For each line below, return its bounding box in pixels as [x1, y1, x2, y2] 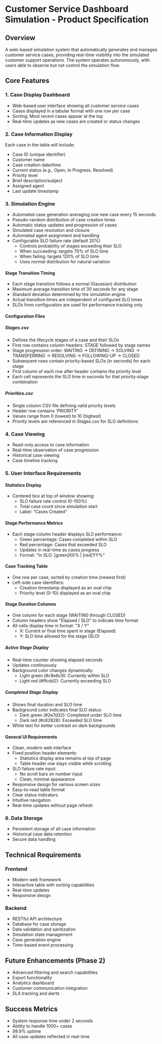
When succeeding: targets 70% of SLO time [19, 248, 109, 254]
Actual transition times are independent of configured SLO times [12, 297, 142, 303]
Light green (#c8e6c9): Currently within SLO [19, 673, 109, 679]
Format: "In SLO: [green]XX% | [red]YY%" [19, 552, 105, 558]
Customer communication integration [12, 985, 88, 991]
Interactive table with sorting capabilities [12, 882, 95, 888]
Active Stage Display [5, 645, 49, 650]
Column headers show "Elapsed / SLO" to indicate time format [12, 617, 138, 623]
